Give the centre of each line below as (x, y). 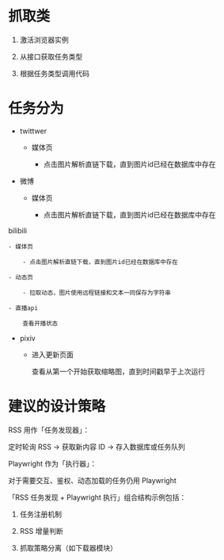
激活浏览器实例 (44, 40)
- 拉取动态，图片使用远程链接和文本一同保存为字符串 (97, 293)
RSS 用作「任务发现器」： (49, 430)
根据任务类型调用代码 (54, 73)
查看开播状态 (40, 323)
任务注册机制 (40, 514)
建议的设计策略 (57, 407)
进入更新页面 (52, 355)
